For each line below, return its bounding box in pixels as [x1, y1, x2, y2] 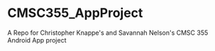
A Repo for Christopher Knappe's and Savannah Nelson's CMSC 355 [7, 28, 209, 37]
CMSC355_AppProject [7, 5, 143, 21]
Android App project [7, 35, 67, 44]
